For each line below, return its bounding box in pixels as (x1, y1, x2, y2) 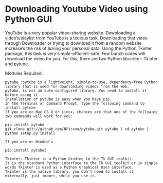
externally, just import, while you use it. (5, 173, 97, 178)
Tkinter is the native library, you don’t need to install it (5, 169, 134, 174)
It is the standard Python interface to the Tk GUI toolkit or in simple (5, 161, 158, 165)
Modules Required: (5, 70, 43, 76)
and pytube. (5, 61, 29, 67)
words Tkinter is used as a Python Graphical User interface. (5, 165, 134, 170)
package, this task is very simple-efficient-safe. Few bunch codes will (5, 50, 145, 56)
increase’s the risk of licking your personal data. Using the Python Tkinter (5, 45, 152, 51)
